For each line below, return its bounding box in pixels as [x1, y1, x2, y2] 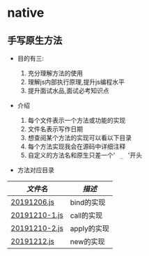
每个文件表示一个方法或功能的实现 [27, 116, 126, 124]
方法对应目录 [17, 166, 54, 174]
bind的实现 [70, 197, 106, 207]
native [7, 5, 45, 21]
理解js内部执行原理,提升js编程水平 [27, 78, 125, 86]
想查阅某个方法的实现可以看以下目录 [27, 134, 132, 142]
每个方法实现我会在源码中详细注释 [27, 142, 126, 151]
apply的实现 [70, 224, 109, 233]
